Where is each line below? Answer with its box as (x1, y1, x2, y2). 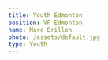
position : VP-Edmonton (8, 19, 83, 26)
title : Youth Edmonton (8, 11, 83, 19)
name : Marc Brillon (8, 26, 73, 34)
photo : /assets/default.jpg (8, 33, 101, 41)
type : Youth (8, 41, 47, 48)
